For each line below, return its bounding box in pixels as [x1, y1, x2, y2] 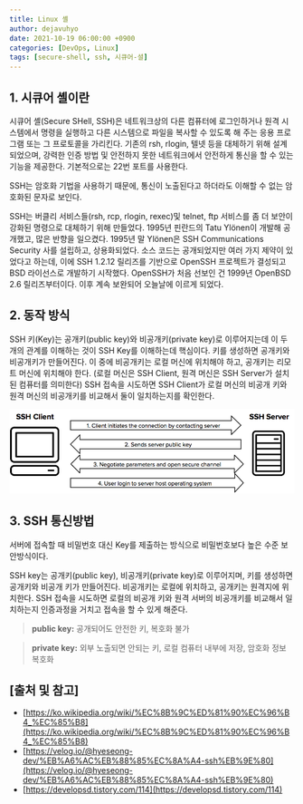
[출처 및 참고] [9, 683, 80, 698]
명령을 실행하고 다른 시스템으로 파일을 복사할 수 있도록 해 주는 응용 [40, 127, 275, 138]
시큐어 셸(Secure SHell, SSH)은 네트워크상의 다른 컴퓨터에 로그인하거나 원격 [9, 115, 280, 126]
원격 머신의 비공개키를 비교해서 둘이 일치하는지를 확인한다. [9, 390, 215, 401]
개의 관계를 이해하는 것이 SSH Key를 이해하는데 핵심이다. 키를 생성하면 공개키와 [9, 344, 290, 355]
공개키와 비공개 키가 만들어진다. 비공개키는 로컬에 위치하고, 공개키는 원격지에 [9, 581, 280, 592]
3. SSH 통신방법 [9, 513, 95, 529]
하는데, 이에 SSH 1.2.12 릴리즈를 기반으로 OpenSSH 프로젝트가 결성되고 [33, 256, 287, 266]
